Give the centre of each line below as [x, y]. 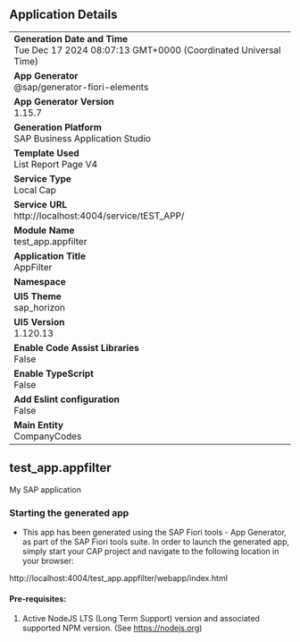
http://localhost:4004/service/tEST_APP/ [99, 216]
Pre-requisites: [38, 598]
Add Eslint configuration [67, 399]
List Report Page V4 [56, 164]
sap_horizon [39, 307]
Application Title [50, 256]
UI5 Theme [38, 296]
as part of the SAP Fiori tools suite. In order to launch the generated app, [156, 542]
